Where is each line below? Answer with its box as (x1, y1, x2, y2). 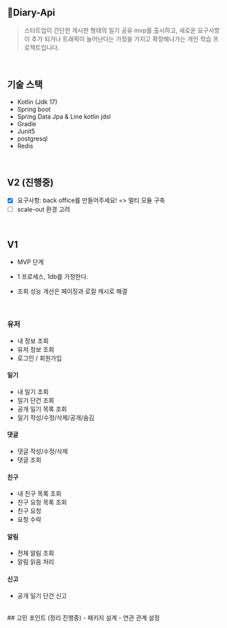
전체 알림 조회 (17, 549, 54, 558)
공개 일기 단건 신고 (17, 591, 67, 600)
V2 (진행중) (7, 177, 54, 188)
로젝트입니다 (23, 43, 58, 52)
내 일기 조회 (17, 387, 50, 395)
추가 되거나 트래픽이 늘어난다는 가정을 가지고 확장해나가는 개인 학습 (31, 35, 212, 43)
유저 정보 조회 (17, 345, 54, 353)
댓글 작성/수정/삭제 (17, 447, 68, 455)
